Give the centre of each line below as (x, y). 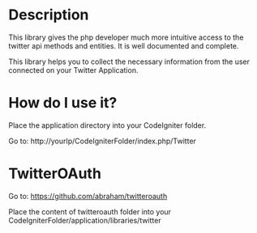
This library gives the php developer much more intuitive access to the (126, 37)
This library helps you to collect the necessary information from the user (129, 61)
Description (49, 15)
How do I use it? (63, 103)
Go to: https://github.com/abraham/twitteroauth (88, 196)
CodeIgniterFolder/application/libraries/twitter (85, 220)
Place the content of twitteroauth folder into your (90, 211)
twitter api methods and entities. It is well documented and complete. (124, 45)
